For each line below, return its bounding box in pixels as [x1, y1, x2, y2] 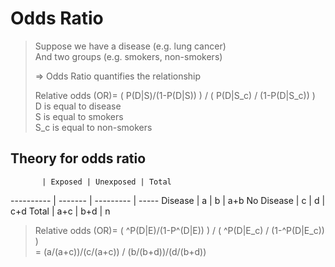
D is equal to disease [34, 100, 122, 112]
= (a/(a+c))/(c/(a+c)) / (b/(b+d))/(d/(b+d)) [34, 245, 207, 257]
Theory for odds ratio [10, 150, 147, 167]
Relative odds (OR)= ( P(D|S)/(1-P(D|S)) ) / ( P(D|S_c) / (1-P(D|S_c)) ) [34, 89, 316, 101]
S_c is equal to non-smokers [34, 121, 153, 133]
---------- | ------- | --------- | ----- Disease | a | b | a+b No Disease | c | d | [10, 194, 326, 206]
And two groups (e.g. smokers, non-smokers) [34, 50, 223, 62]
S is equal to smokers [34, 110, 124, 122]
